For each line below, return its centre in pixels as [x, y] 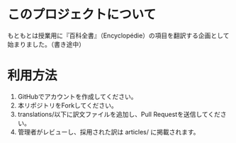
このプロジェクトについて [82, 15]
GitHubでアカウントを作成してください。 [77, 96]
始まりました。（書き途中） [46, 44]
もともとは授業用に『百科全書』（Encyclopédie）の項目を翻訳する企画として [118, 35]
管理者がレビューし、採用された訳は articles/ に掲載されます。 [108, 132]
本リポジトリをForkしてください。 [68, 105]
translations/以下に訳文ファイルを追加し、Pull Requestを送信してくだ [119, 114]
